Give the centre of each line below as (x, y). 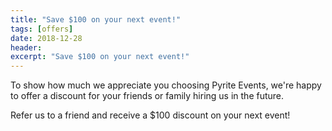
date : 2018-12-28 (46, 38)
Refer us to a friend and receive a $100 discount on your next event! (150, 115)
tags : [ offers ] (42, 29)
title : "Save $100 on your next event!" (96, 19)
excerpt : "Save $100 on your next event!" (100, 57)
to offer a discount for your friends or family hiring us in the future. (147, 96)
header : (26, 47)
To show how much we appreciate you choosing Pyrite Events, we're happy (166, 85)
